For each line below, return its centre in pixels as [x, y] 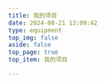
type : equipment [35, 30]
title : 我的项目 [33, 15]
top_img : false [33, 38]
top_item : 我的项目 [38, 60]
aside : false [30, 45]
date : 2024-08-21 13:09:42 [53, 23]
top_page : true [33, 52]
